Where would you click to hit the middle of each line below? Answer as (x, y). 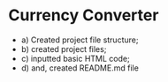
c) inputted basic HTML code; (75, 58)
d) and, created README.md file (80, 68)
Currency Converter (84, 15)
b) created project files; (64, 48)
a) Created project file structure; (80, 40)
